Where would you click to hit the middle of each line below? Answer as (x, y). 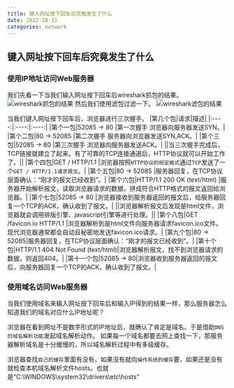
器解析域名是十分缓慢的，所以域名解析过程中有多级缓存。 (90, 345)
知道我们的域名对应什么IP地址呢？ (56, 312)
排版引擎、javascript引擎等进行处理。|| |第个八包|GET (121, 215)
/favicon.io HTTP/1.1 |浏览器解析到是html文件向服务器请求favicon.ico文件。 (115, 224)
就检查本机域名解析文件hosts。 (52, 368)
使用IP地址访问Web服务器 (51, 78)
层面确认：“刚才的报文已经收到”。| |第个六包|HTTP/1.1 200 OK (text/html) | (114, 180)
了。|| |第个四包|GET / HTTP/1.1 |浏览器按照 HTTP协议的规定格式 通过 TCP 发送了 (114, 162)
